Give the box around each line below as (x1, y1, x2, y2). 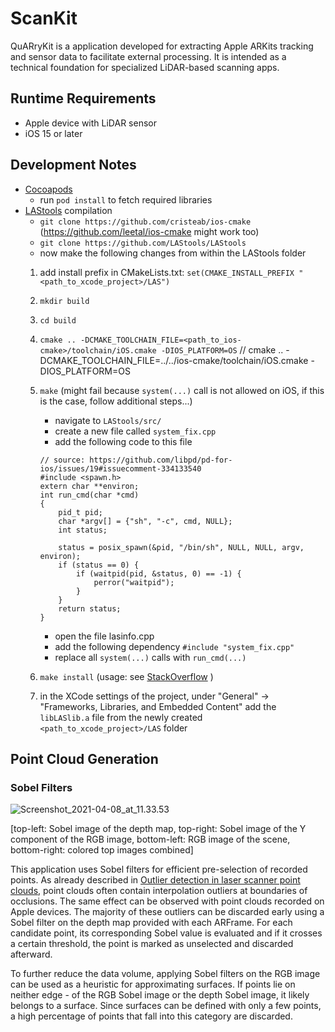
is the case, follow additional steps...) (39, 395, 193, 407)
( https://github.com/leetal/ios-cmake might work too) (39, 225, 260, 237)
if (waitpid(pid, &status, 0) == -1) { (75, 568, 242, 579)
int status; (58, 525, 108, 535)
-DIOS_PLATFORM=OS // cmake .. (160, 343, 284, 356)
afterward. (10, 948, 53, 961)
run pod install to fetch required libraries (39, 193, 213, 206)
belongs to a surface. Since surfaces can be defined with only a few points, (10, 1000, 322, 1012)
